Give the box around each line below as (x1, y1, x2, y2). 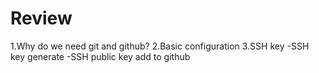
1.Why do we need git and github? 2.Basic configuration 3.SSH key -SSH (10, 40, 310, 52)
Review (10, 7, 73, 30)
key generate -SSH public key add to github (10, 50, 191, 62)
